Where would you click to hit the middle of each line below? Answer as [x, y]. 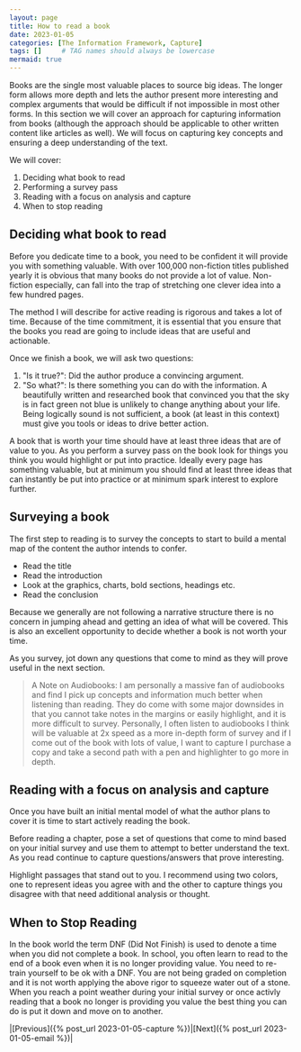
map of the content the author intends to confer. [98, 548]
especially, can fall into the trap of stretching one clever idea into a [158, 285]
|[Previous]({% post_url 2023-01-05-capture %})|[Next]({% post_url [136, 1029]
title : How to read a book [60, 26]
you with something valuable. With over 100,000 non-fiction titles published [149, 266]
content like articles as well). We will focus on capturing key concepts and [146, 133]
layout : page [34, 18]
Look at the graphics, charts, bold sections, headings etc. [128, 585]
